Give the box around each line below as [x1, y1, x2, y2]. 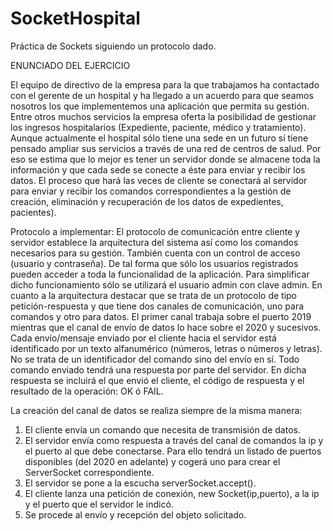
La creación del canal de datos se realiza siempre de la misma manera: [10, 404, 303, 416]
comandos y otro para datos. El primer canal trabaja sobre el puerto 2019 [10, 310, 312, 322]
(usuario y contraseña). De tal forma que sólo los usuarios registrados [10, 257, 299, 269]
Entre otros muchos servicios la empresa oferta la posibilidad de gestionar [10, 110, 317, 122]
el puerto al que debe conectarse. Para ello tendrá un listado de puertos [24, 445, 322, 457]
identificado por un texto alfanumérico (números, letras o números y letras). [10, 342, 323, 354]
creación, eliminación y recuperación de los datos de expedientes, [10, 195, 284, 207]
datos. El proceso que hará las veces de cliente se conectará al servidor [10, 174, 308, 186]
